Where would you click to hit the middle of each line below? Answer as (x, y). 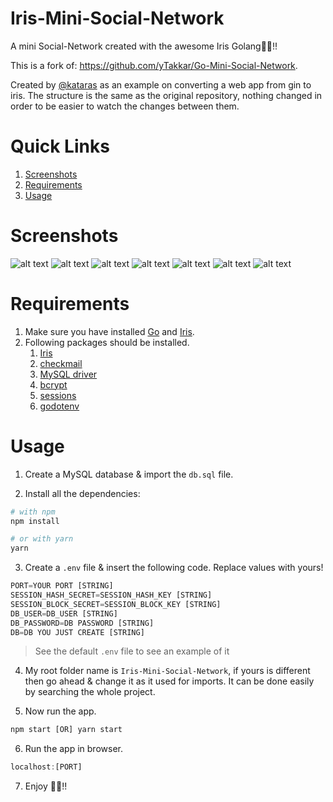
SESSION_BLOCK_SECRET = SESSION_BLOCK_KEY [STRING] (116, 604)
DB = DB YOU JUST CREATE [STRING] (77, 632)
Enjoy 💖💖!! (46, 786)
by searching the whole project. (90, 692)
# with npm (33, 512)
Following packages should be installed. (107, 342)
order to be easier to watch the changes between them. (125, 106)
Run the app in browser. (73, 749)
